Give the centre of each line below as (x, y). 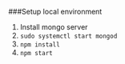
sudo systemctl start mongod (69, 36)
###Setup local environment (55, 12)
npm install (40, 45)
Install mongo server (54, 27)
